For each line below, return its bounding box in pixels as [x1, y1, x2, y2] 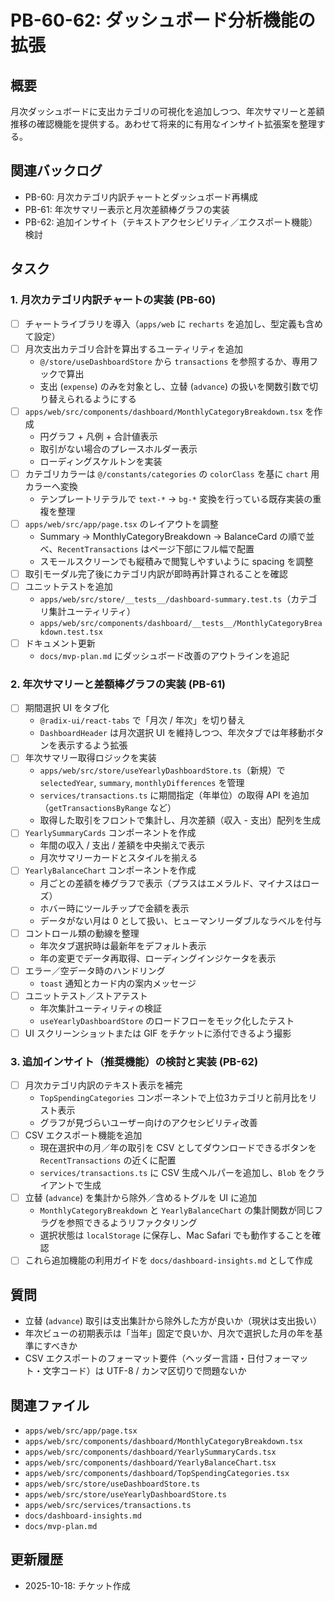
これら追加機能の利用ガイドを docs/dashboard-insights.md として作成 [24, 1254, 313, 1266]
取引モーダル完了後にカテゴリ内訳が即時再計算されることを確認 [24, 567, 288, 580]
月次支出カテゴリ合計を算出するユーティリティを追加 [24, 342, 244, 355]
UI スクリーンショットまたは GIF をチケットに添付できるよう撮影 [24, 1027, 292, 1039]
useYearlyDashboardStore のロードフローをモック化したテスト [39, 1014, 295, 1026]
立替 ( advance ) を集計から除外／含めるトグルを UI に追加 [24, 1192, 258, 1204]
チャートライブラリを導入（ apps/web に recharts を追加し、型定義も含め [24, 317, 324, 330]
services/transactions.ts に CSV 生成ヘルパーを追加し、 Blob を [39, 1167, 308, 1179]
